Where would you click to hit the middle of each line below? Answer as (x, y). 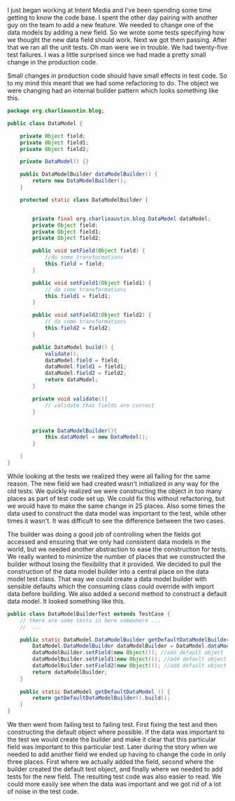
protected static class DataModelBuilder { (84, 200)
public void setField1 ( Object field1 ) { (92, 283)
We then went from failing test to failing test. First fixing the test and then (112, 724)
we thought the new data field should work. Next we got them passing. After (117, 40)
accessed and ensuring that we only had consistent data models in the (109, 541)
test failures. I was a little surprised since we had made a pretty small (107, 55)
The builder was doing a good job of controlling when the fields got (104, 534)
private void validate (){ (70, 399)
